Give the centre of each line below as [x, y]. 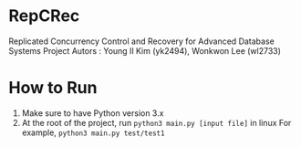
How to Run [53, 88]
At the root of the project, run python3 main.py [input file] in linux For [156, 122]
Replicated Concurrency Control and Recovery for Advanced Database [141, 41]
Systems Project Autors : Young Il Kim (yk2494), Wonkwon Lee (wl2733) [145, 50]
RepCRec [44, 16]
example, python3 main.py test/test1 [93, 132]
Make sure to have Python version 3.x [93, 113]
